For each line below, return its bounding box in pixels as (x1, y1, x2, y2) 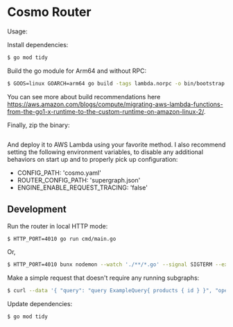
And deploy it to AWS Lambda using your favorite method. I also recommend (7, 140, 226, 149)
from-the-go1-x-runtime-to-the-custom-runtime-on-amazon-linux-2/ (7, 107, 205, 115)
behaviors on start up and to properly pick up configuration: (7, 155, 178, 163)
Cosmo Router (7, 4, 92, 20)
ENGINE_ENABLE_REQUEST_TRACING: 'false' (17, 183, 148, 192)
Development (7, 203, 67, 215)
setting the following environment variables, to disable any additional (7, 147, 203, 156)
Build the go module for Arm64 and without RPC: (7, 67, 147, 75)
